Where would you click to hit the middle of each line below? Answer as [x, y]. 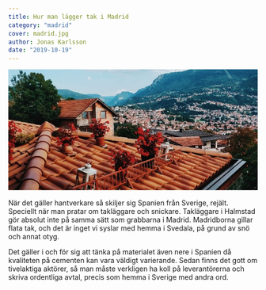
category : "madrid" [40, 25]
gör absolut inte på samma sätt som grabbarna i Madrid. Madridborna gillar [131, 219]
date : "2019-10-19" [40, 50]
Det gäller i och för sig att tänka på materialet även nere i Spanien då [120, 252]
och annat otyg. [34, 236]
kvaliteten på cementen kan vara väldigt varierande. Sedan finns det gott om [133, 260]
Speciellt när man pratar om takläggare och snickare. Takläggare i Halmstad [132, 211]
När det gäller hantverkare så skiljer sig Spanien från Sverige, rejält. [118, 203]
